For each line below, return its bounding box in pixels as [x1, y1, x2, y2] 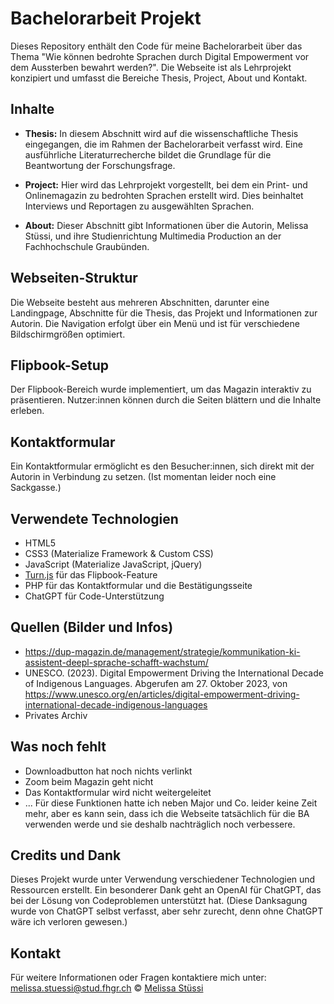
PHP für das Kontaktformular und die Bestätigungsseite [24, 580, 253, 591]
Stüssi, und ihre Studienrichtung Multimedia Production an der [24, 230, 282, 242]
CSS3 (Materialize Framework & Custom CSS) [24, 548, 214, 559]
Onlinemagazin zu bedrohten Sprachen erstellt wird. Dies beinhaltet [24, 189, 304, 201]
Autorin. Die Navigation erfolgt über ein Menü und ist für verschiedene [10, 317, 300, 329]
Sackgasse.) [10, 482, 62, 494]
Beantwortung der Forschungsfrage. [24, 159, 176, 171]
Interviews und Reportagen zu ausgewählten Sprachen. [24, 200, 255, 212]
